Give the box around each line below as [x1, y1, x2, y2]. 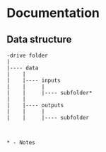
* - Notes [6, 139, 36, 146]
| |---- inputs [6, 77, 61, 84]
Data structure [6, 33, 72, 45]
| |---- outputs [6, 102, 64, 109]
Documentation [6, 5, 100, 21]
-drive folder [6, 52, 49, 59]
